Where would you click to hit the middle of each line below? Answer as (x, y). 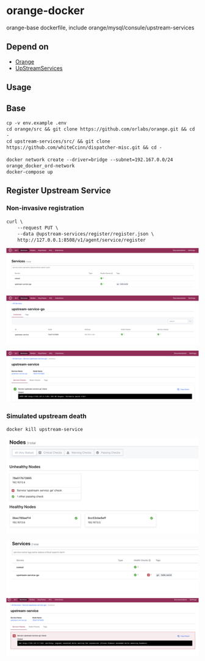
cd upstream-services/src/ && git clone (59, 141)
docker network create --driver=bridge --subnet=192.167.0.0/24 (90, 160)
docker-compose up (30, 172)
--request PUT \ (38, 228)
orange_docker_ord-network (41, 166)
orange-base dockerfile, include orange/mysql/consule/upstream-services (100, 28)
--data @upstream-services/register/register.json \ (86, 234)
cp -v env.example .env (37, 123)
